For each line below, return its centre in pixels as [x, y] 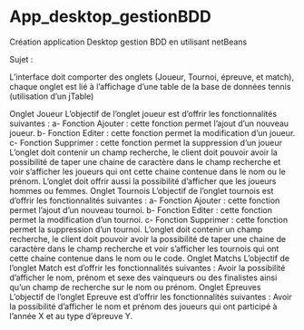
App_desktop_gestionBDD [110, 17]
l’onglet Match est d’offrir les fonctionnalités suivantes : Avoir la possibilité [147, 267]
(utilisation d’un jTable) [52, 96]
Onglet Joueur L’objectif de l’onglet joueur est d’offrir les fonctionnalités [143, 113]
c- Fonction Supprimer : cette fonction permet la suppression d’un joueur [146, 142]
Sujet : [21, 59]
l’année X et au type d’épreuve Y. [71, 315]
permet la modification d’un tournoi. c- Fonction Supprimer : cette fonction [149, 219]
